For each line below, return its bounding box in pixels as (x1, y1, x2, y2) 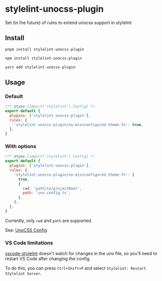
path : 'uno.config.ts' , (23, 190, 71, 196)
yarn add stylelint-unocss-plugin (5, 65, 76, 70)
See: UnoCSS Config (5, 227, 47, 233)
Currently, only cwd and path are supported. (5, 217, 93, 224)
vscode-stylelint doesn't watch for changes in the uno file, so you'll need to (5, 251, 158, 256)
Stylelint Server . (5, 271, 42, 277)
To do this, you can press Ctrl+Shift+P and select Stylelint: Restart (5, 265, 146, 271)
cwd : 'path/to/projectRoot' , (23, 186, 82, 191)
